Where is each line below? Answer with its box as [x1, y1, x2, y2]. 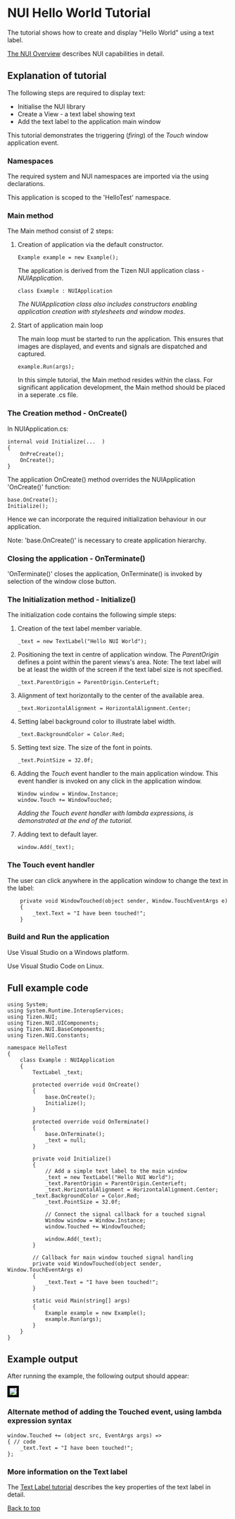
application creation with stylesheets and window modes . [17, 307, 186, 316]
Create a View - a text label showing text [17, 109, 136, 118]
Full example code [7, 982, 89, 994]
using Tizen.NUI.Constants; [7, 1032, 90, 1039]
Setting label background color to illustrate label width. [17, 717, 176, 726]
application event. [7, 138, 59, 147]
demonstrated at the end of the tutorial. [17, 817, 132, 825]
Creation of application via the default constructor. [17, 240, 164, 249]
